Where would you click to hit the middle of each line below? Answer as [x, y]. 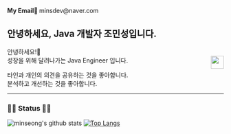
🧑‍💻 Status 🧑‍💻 [29, 108]
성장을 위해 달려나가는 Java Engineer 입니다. [68, 60]
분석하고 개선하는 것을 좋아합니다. [52, 83]
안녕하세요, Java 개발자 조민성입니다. [82, 34]
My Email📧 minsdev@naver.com [53, 11]
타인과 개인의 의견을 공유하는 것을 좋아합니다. [68, 75]
